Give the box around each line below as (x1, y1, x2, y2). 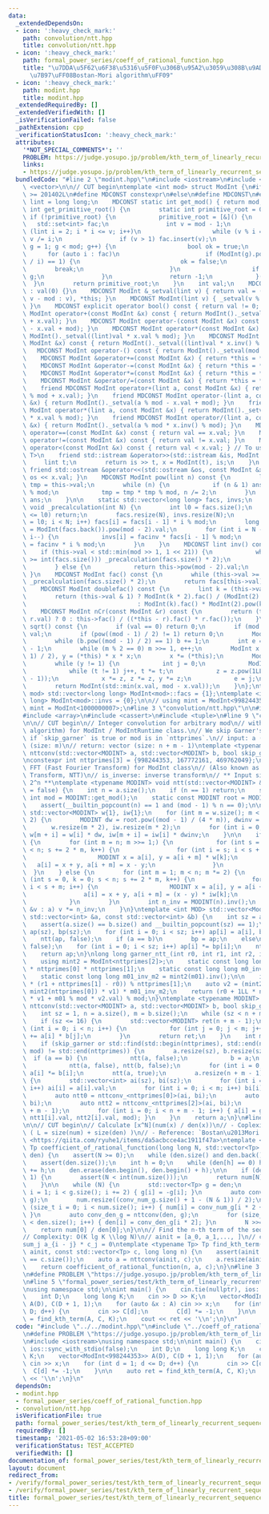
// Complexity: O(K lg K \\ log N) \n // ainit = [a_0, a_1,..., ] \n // (22, 1233, 256, 1242)
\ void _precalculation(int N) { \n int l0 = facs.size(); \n (22, 503, 252, 511)
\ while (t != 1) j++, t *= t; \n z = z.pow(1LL (22, 666, 263, 675)
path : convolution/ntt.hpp (22, 34, 113, 42)
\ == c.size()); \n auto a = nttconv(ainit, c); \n (22, 1255, 203, 1263)
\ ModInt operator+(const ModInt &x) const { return (22, 309, 203, 317)
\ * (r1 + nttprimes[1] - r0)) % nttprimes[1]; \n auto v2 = (22, 980, 239, 988)
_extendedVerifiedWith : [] (15, 109, 106, 117)
